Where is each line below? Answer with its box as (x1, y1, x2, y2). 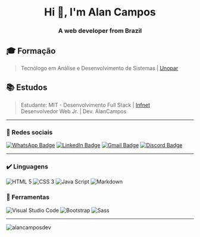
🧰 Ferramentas (6, 193, 49, 201)
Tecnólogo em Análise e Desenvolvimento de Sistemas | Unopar (20, 64, 179, 71)
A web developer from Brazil (58, 27, 142, 35)
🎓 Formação (6, 46, 56, 56)
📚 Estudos (6, 83, 48, 93)
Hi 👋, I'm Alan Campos (43, 5, 156, 19)
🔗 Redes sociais (6, 128, 53, 136)
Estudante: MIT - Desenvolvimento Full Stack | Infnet (20, 101, 151, 108)
